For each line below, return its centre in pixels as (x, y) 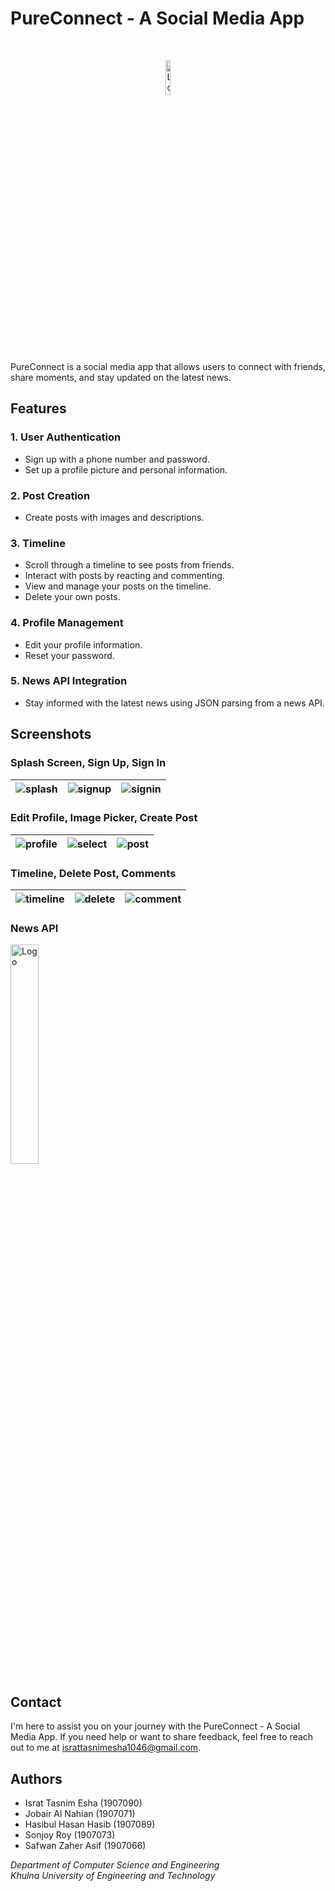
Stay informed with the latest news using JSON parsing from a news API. (174, 703)
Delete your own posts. (72, 597)
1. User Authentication (66, 437)
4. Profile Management (67, 623)
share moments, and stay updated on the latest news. (121, 377)
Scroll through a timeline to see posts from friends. (129, 565)
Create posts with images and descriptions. (114, 517)
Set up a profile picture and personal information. (126, 469)
